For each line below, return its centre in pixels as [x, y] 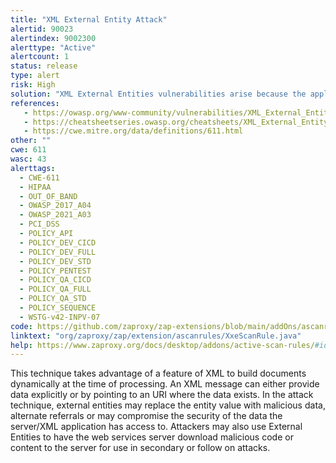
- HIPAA [35, 187]
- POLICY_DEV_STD [55, 261]
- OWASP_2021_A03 [55, 215]
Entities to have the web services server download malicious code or [152, 437]
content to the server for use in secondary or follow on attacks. [140, 448]
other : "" [31, 141]
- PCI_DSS [39, 224]
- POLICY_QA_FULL [55, 289]
